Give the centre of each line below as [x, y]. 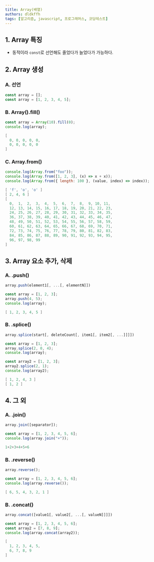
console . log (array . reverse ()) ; [37, 483]
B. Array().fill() [23, 112]
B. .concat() [19, 505]
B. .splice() [18, 325]
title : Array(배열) [24, 10]
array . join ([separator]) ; [31, 425]
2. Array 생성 [24, 69]
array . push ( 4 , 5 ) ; [24, 299]
